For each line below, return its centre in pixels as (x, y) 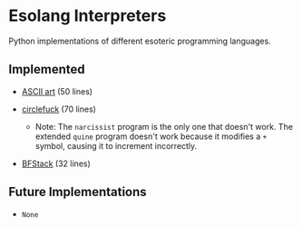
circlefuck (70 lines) (59, 109)
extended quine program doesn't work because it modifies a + (151, 136)
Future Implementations (78, 192)
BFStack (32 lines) (56, 163)
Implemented (47, 69)
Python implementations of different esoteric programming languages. (140, 41)
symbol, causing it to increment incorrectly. (116, 145)
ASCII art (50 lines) (57, 91)
